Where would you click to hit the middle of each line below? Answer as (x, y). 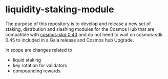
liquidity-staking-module (60, 9)
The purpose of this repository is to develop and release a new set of (78, 24)
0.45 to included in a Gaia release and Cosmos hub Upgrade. (70, 40)
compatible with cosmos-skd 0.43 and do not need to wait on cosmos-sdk (84, 34)
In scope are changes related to (39, 50)
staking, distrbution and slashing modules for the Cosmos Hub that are (80, 29)
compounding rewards (36, 71)
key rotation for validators (40, 65)
